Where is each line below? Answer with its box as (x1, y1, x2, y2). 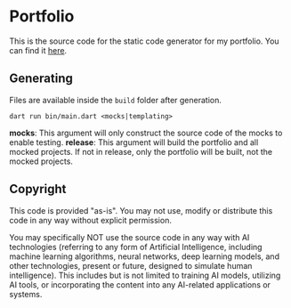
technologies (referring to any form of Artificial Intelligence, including (9, 241, 263, 252)
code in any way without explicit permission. (9, 215, 172, 225)
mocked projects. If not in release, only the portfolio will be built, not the (9, 146, 273, 157)
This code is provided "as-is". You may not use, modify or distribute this (9, 205, 273, 215)
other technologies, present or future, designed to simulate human (9, 260, 253, 271)
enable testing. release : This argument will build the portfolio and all (9, 136, 259, 148)
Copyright (9, 182, 67, 197)
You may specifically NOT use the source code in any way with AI (9, 231, 250, 242)
